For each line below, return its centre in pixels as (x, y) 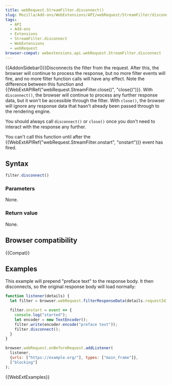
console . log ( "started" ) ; (41, 315)
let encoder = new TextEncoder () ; (51, 320)
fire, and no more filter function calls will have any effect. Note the (75, 79)
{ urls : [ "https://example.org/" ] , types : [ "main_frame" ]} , (74, 358)
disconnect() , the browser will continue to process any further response (81, 95)
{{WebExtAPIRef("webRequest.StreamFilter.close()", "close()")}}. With (79, 89)
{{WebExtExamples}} (28, 377)
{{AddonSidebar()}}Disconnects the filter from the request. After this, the (82, 68)
